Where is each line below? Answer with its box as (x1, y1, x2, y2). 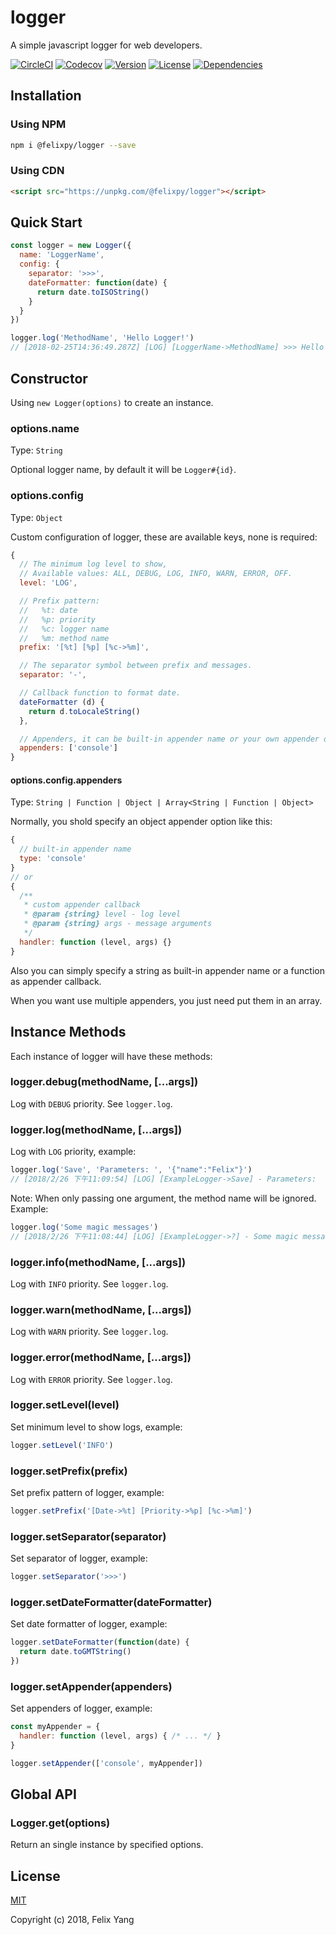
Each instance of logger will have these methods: (10, 1050, 213, 1062)
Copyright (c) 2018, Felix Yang (10, 1914, 135, 1926)
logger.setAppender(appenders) (10, 1679, 173, 1693)
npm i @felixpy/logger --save (10, 140, 137, 150)
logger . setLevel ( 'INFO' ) (10, 1440, 114, 1450)
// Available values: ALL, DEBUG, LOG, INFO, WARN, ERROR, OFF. (19, 569, 293, 579)
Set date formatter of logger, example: (10, 1618, 168, 1630)
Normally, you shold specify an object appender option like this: (10, 816, 273, 828)
